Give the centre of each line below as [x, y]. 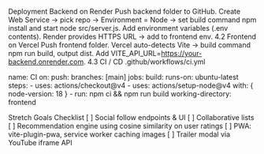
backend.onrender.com [46, 62]
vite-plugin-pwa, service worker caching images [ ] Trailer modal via [119, 134]
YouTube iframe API [40, 143]
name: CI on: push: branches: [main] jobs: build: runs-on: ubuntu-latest [123, 77]
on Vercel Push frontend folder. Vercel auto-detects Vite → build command [129, 45]
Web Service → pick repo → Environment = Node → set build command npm [132, 20]
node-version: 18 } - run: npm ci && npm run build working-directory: [120, 94]
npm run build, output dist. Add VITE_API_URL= [85, 53]
